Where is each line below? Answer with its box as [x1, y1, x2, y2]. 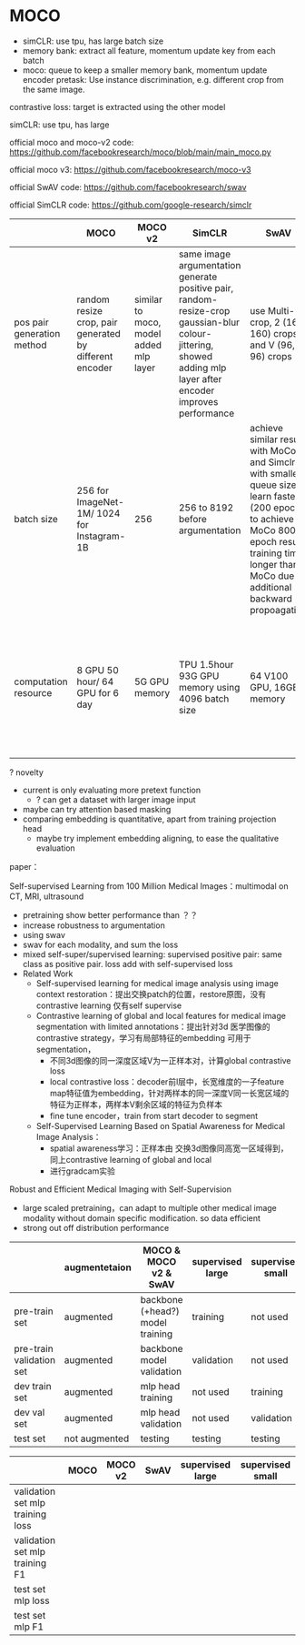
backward [249, 592, 293, 605]
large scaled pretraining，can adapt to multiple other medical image [22, 1202, 277, 1213]
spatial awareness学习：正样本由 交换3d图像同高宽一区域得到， [49, 1143, 289, 1154]
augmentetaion [64, 1261, 132, 1274]
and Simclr [249, 456, 296, 469]
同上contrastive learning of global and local [49, 1154, 212, 1165]
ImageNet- [76, 495, 124, 508]
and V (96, [249, 338, 295, 351]
